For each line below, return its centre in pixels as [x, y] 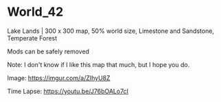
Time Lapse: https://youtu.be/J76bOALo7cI [68, 91]
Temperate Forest [32, 38]
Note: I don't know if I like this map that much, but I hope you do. [98, 64]
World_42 [35, 12]
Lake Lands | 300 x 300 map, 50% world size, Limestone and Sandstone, [111, 31]
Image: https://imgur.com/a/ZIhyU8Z [59, 78]
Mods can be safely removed [48, 51]
